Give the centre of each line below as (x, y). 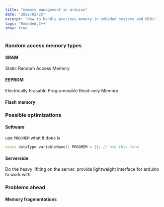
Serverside (17, 158)
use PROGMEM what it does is (33, 138)
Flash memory (20, 102)
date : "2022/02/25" (25, 14)
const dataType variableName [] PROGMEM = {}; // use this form (72, 147)
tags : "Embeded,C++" (27, 24)
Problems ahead (25, 188)
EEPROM (14, 79)
